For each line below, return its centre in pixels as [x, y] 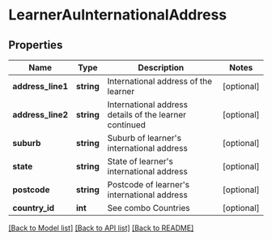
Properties [36, 45]
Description [161, 68]
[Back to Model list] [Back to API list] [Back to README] [101, 228]
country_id [34, 208]
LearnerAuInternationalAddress [118, 15]
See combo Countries [149, 208]
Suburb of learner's [144, 138]
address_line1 [40, 86]
